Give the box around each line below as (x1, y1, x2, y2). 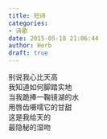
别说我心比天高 (8, 72, 58, 81)
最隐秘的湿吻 (8, 122, 51, 132)
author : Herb (8, 42, 52, 50)
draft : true (8, 49, 48, 57)
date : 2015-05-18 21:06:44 (8, 34, 99, 43)
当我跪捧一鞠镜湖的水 (8, 92, 79, 101)
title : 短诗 (8, 11, 46, 20)
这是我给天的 (8, 112, 51, 121)
